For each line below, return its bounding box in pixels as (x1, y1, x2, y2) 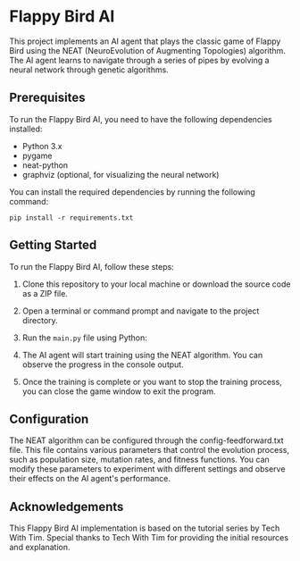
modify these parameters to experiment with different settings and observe (9, 464, 286, 474)
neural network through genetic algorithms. (9, 64, 170, 75)
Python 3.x (21, 140, 62, 151)
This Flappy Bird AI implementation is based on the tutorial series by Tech (9, 523, 280, 533)
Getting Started (9, 238, 97, 253)
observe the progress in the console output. (21, 359, 185, 370)
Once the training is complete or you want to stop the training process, (21, 376, 283, 387)
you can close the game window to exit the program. (21, 386, 216, 397)
